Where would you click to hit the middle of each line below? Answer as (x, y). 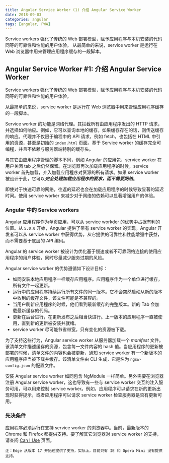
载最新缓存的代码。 (32, 311)
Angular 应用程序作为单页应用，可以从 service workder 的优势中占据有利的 (82, 222)
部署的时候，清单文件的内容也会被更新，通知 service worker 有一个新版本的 (84, 353)
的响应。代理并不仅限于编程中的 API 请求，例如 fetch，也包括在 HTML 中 (81, 137)
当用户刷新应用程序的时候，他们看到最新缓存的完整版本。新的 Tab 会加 (86, 304)
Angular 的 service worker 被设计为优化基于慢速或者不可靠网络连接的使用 (81, 251)
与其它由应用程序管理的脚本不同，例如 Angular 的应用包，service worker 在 (83, 160)
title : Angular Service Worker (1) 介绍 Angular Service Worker (73, 10)
